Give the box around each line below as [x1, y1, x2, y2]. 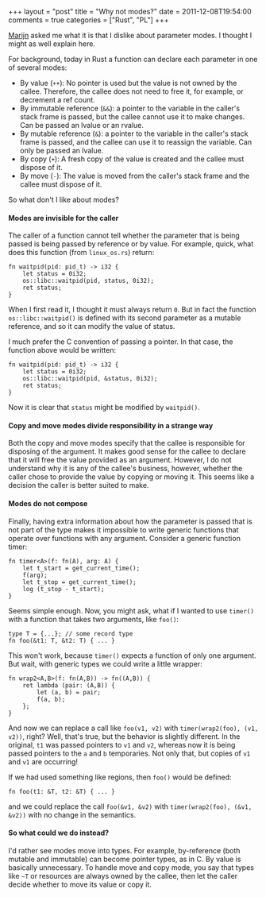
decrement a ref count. [19, 95, 95, 104]
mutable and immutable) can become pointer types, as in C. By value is [8, 854, 241, 864]
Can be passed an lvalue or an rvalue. [19, 121, 145, 130]
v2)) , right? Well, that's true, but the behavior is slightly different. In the [8, 731, 241, 741]
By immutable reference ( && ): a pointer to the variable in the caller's [19, 103, 241, 113]
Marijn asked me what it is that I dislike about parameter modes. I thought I [8, 31, 253, 40]
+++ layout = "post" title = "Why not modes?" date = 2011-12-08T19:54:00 [8, 7, 252, 16]
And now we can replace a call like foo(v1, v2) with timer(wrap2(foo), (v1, [8, 723, 259, 733]
